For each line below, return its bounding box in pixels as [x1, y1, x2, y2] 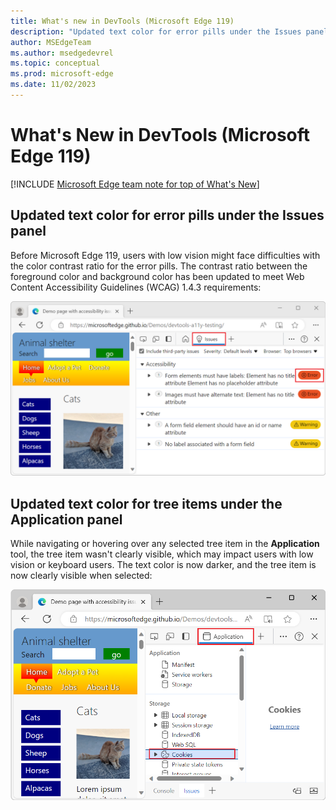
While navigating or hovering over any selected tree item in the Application [10, 538, 320, 549]
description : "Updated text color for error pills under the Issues [10, 26, 302, 37]
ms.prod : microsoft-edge [10, 69, 114, 79]
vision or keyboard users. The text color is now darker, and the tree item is [10, 559, 317, 570]
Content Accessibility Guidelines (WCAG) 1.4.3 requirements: [10, 281, 262, 293]
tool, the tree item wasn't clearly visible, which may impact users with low [10, 548, 314, 560]
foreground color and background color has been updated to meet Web [10, 270, 305, 282]
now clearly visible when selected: [10, 570, 153, 581]
